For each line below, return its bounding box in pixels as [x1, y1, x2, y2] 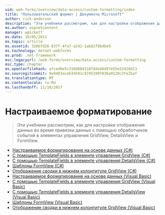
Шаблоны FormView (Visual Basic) [12, 199, 82, 205]
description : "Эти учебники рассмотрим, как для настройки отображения [5, 21, 155, 26]
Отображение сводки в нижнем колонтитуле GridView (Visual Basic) [12, 205, 156, 211]
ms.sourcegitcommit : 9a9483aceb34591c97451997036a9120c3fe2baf [5, 71, 137, 76]
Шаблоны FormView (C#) [12, 163, 64, 169]
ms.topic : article [5, 39, 43, 44]
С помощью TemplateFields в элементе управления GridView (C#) [12, 153, 151, 159]
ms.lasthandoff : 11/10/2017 [5, 84, 63, 90]
